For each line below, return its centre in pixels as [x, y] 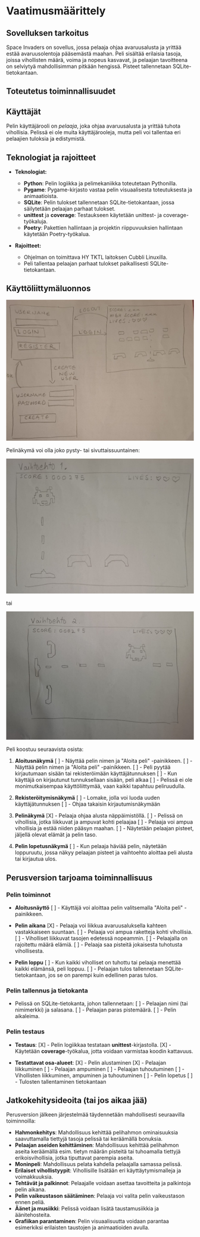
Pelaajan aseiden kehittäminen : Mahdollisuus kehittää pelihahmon [97, 1145]
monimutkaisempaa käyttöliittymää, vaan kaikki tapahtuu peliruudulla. [100, 786]
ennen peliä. [30, 1202]
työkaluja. [35, 221]
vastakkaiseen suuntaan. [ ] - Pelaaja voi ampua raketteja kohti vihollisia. [104, 932]
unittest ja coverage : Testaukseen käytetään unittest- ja [93, 215]
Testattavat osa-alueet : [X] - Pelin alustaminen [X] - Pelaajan [90, 1062]
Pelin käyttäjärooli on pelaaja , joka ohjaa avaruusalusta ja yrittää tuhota [93, 126]
